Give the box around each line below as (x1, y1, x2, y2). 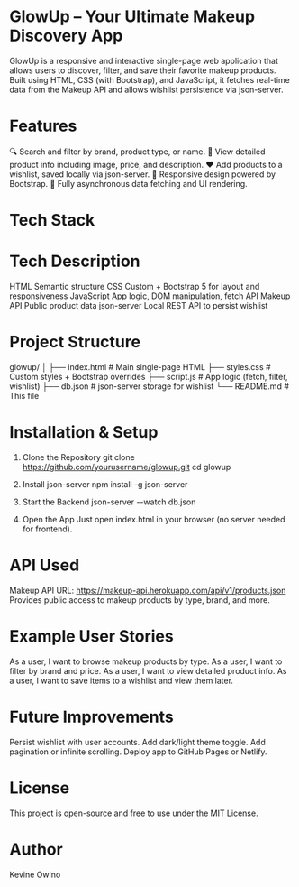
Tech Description (9, 251, 140, 272)
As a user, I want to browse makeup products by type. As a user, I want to (9, 656, 283, 667)
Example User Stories (9, 626, 174, 646)
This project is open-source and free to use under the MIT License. (9, 808, 258, 818)
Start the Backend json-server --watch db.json (22, 496, 196, 507)
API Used (9, 555, 80, 576)
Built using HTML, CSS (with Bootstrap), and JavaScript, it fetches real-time (9, 74, 290, 85)
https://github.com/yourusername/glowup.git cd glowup (22, 461, 231, 472)
